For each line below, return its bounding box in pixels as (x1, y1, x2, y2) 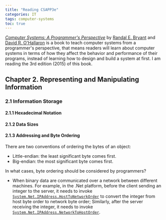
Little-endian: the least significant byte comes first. (12, 153, 116, 159)
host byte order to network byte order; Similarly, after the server (12, 198, 143, 204)
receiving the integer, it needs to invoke (12, 204, 93, 210)
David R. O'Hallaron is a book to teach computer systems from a (5, 40, 136, 46)
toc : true (5, 21, 26, 26)
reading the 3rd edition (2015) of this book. (5, 61, 93, 67)
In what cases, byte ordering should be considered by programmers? (5, 168, 146, 174)
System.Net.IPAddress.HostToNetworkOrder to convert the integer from (12, 193, 155, 199)
